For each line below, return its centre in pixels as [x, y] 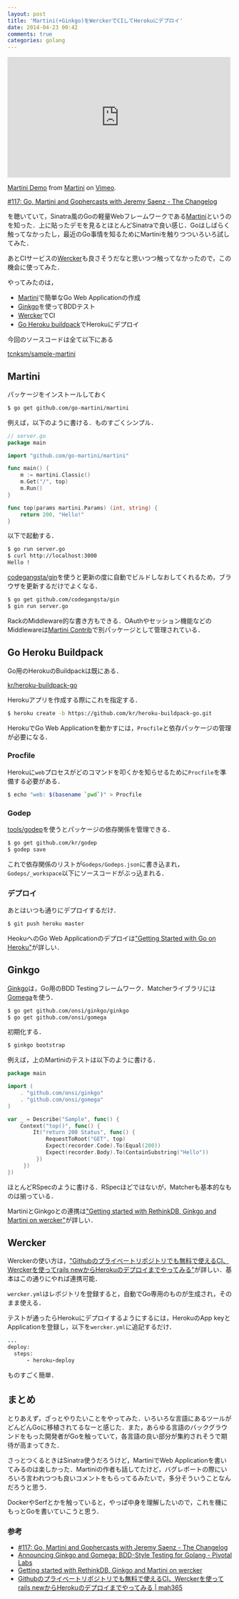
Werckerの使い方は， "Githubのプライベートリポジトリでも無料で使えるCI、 [118, 1261]
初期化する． [26, 1032]
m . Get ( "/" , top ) [45, 482]
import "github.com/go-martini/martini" [68, 455]
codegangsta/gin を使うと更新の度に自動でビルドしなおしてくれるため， [113, 577]
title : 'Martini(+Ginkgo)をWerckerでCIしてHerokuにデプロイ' [95, 21]
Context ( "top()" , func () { [60, 1126]
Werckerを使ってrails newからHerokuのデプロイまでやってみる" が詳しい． [117, 1270]
